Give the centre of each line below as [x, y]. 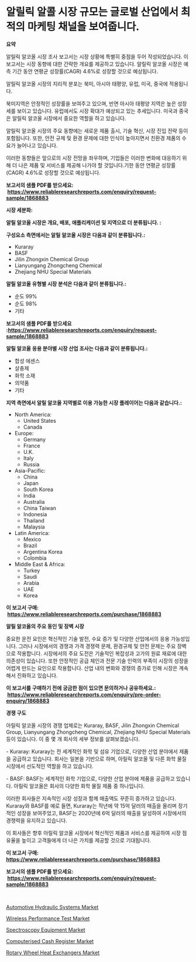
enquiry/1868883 [28, 701]
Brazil [30, 545]
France [32, 445]
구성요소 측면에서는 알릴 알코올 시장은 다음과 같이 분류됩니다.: [76, 235]
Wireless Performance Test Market [48, 918]
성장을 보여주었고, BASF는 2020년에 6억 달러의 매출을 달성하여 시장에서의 [102, 813]
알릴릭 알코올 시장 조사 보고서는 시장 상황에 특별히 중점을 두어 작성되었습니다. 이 [97, 56]
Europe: [24, 433]
